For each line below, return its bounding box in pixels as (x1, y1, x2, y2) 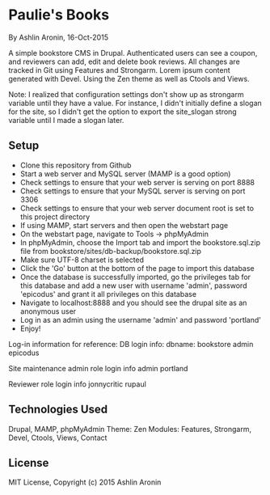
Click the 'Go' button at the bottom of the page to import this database (19, 263, 255, 273)
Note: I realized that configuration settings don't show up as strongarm (8, 89, 244, 99)
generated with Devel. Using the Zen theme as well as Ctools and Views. (8, 74, 250, 83)
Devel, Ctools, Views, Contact (8, 433, 108, 442)
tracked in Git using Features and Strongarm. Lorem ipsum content (8, 65, 230, 74)
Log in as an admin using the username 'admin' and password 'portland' (19, 315, 261, 324)
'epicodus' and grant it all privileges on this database (19, 289, 196, 298)
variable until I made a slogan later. (8, 115, 124, 125)
